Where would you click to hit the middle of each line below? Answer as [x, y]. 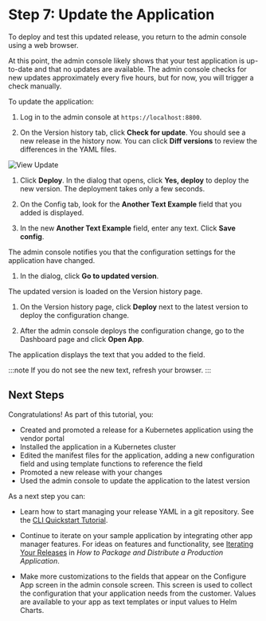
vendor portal [42, 438]
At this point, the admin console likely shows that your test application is [127, 61]
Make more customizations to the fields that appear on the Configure [133, 576]
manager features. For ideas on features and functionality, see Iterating [136, 544]
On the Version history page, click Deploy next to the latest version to [134, 307]
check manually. [35, 86]
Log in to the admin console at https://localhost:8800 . [111, 116]
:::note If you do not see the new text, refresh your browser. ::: [110, 370]
